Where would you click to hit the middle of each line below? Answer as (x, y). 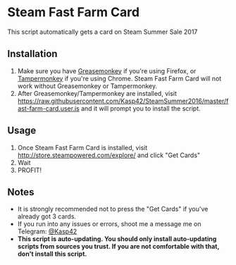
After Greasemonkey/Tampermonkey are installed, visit (97, 93)
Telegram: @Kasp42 (47, 232)
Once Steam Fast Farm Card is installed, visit (82, 147)
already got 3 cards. (46, 216)
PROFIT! (30, 170)
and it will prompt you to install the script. (141, 108)
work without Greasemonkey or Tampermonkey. (87, 86)
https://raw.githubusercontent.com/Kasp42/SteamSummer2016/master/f (123, 101)
